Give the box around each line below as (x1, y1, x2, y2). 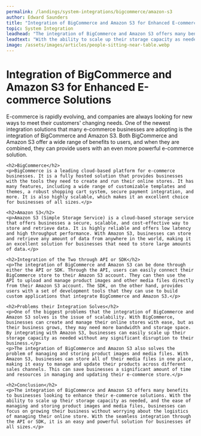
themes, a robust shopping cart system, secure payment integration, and (6, 189, 194, 195)
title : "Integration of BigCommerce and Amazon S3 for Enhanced (6, 20, 170, 26)
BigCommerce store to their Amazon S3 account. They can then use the (6, 272, 186, 278)
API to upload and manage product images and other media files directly (6, 277, 194, 284)
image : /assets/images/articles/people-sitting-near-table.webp (6, 42, 170, 48)
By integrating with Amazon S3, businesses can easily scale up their (6, 330, 186, 336)
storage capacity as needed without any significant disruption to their (6, 335, 194, 341)
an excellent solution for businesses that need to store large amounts (6, 241, 191, 247)
